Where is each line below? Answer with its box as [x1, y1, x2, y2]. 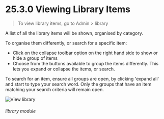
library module [5, 108, 36, 114]
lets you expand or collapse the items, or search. [12, 66, 115, 72]
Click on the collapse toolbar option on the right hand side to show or [12, 50, 158, 56]
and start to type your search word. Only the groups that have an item [5, 81, 152, 87]
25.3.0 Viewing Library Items [5, 4, 131, 15]
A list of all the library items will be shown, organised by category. [5, 30, 144, 36]
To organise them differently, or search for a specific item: [5, 39, 127, 46]
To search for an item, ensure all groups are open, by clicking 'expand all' [5, 75, 159, 82]
